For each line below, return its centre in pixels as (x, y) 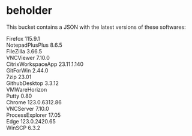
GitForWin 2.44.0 (27, 70)
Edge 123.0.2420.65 (31, 121)
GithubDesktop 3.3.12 (32, 83)
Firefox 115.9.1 (23, 38)
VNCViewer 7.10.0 (28, 58)
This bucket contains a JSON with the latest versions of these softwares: (96, 27)
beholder (29, 10)
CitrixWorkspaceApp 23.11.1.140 (45, 64)
